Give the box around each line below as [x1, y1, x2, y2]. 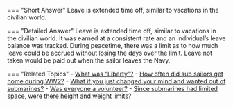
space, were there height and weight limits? [7, 92, 132, 100]
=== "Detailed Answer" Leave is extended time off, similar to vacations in [7, 27, 216, 35]
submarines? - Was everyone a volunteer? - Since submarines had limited [7, 85, 218, 92]
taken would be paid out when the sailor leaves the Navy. [7, 56, 171, 65]
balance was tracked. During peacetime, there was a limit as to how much [7, 42, 218, 49]
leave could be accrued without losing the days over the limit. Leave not [7, 49, 213, 57]
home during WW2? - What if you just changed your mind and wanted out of [7, 77, 226, 85]
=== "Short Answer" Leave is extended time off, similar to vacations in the [7, 6, 220, 14]
